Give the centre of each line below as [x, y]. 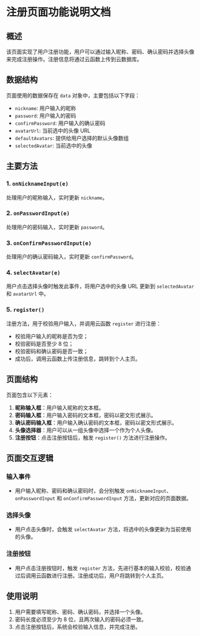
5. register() [25, 310]
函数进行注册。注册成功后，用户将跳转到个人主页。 [104, 576]
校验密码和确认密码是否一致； [51, 351]
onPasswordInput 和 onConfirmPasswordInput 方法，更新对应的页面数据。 [103, 498]
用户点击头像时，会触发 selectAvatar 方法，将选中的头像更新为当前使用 [103, 530]
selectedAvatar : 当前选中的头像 [53, 145]
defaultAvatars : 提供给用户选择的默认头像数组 [72, 138]
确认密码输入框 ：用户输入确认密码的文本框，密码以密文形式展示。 [96, 422]
